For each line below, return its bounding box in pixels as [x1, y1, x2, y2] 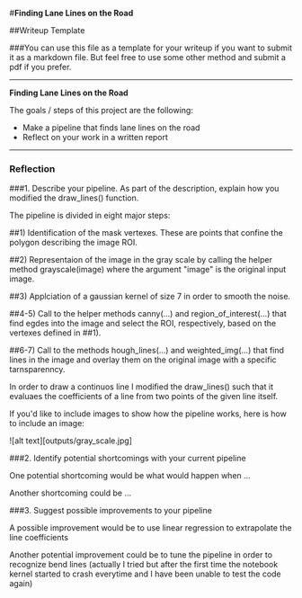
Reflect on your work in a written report [22, 132, 169, 142]
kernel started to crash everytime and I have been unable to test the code [9, 568, 281, 579]
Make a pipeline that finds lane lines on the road [22, 122, 200, 133]
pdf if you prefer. [9, 62, 72, 72]
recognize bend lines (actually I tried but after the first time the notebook [9, 559, 279, 570]
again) [9, 578, 33, 589]
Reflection [9, 162, 56, 174]
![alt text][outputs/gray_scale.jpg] [9, 435, 133, 446]
